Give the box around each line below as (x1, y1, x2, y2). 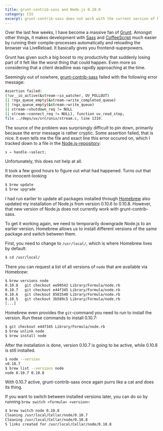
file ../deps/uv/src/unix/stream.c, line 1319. (5, 116, 103, 121)
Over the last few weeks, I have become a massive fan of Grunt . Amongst (5, 30, 152, 36)
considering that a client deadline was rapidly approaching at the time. (5, 65, 146, 71)
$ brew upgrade (5, 187, 36, 192)
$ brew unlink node (5, 329, 45, 334)
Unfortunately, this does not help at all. (5, 159, 82, 164)
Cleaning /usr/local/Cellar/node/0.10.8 (5, 417, 88, 422)
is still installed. (5, 347, 35, 353)
